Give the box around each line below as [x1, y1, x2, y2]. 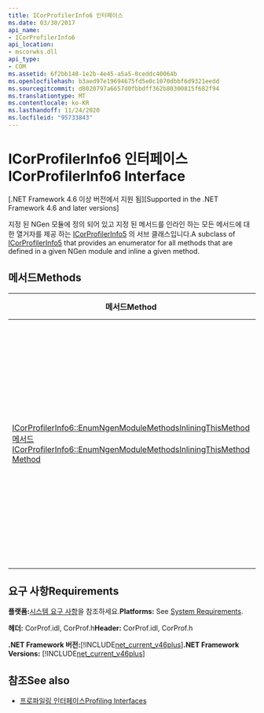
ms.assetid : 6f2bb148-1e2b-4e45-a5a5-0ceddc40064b [8, 70, 178, 78]
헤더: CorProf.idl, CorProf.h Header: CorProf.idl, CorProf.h [8, 623, 193, 633]
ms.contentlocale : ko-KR [8, 99, 90, 107]
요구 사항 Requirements [8, 585, 119, 598]
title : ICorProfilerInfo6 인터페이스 [8, 11, 123, 20]
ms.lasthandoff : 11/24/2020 [8, 107, 101, 115]
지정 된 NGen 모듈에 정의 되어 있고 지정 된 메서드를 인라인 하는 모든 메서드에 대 [8, 219, 250, 229]
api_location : [8, 41, 55, 49]
